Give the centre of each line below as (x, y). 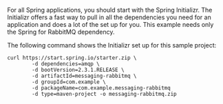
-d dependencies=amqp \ (66, 64)
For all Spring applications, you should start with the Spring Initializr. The (110, 10)
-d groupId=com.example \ (69, 82)
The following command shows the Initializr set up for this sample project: (112, 45)
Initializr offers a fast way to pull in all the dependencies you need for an (109, 17)
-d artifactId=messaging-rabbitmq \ (84, 76)
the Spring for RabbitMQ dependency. (61, 32)
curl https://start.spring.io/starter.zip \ (72, 58)
